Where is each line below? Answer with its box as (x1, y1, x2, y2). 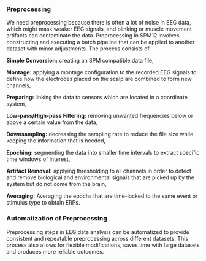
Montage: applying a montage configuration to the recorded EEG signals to (6, 69, 197, 76)
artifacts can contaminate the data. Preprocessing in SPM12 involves (6, 32, 180, 39)
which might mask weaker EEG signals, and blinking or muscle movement (6, 25, 192, 33)
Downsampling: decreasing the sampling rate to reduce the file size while (6, 131, 194, 138)
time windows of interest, (6, 155, 71, 163)
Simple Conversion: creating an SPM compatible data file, (6, 57, 154, 64)
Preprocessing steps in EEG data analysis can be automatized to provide (6, 228, 189, 235)
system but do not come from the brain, (6, 181, 107, 188)
